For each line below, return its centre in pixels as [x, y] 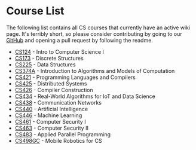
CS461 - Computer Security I [50, 121]
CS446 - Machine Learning [48, 115]
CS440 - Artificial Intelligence [51, 109]
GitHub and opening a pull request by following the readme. [80, 40]
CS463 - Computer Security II [51, 128]
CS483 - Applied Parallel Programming [63, 134]
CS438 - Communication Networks [58, 102]
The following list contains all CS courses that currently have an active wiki [98, 27]
